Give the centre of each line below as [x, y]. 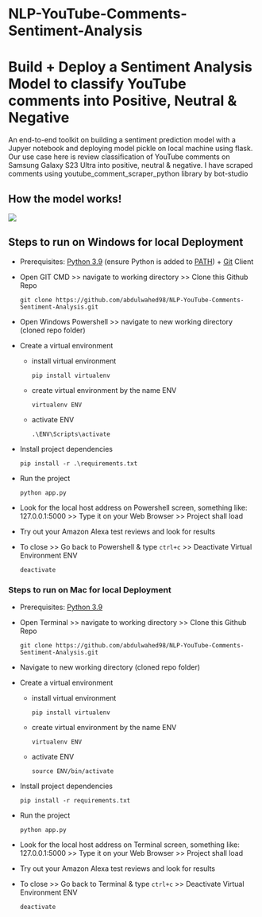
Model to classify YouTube [97, 84]
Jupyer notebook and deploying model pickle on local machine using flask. [131, 149]
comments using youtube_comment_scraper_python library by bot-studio [128, 174]
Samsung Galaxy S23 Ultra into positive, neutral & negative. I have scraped [131, 165]
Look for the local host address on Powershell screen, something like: [133, 507]
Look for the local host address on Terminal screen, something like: [129, 845]
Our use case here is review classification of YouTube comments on [119, 157]
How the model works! [65, 198]
